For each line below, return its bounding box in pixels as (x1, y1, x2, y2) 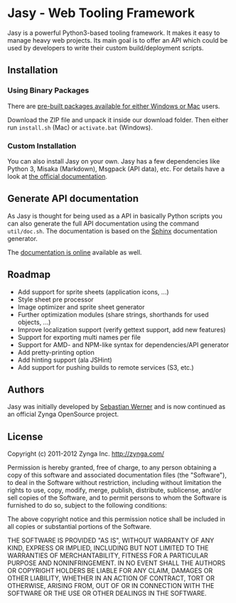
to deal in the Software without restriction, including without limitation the (7, 479, 222, 487)
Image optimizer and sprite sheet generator (17, 302, 145, 311)
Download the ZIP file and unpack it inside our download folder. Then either (7, 115, 229, 124)
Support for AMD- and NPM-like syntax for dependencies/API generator (17, 340, 230, 349)
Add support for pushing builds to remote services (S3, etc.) (17, 363, 194, 371)
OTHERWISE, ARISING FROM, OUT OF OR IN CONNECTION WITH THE (7, 582, 215, 590)
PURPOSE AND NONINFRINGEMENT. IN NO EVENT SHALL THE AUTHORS (7, 559, 226, 567)
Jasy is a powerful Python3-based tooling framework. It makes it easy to (7, 28, 220, 37)
